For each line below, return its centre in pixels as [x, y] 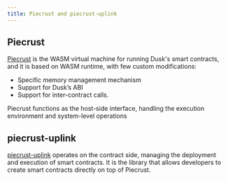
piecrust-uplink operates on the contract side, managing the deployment [112, 155]
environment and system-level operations [67, 116]
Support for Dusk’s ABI [50, 88]
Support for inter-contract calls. [63, 95]
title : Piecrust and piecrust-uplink [62, 14]
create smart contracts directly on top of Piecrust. [79, 170]
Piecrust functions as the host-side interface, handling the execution [106, 109]
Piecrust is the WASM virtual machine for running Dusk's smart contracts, [113, 59]
